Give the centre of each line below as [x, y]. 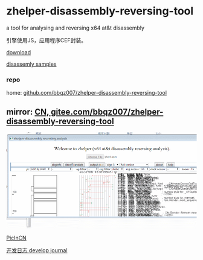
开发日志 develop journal [37, 250]
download [19, 52]
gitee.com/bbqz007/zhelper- [107, 112]
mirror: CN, [28, 112]
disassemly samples [31, 64]
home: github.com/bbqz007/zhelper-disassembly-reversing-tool [87, 93]
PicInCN [17, 238]
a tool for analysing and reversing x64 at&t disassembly [76, 28]
